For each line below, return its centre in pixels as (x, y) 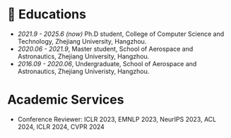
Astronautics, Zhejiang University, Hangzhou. (83, 56)
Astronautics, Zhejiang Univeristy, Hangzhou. (83, 71)
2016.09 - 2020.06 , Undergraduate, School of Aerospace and (107, 63)
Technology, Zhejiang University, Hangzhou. (82, 41)
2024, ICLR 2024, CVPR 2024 (61, 127)
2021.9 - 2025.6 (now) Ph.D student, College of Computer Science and (121, 34)
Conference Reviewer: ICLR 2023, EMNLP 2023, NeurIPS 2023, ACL (117, 119)
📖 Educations (47, 14)
